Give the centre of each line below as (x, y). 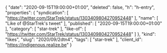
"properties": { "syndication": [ (37, 13)
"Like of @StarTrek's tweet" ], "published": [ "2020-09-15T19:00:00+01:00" (84, 23)
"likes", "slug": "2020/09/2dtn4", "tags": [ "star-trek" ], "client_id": (74, 39)
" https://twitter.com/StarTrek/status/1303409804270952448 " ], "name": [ (82, 18)
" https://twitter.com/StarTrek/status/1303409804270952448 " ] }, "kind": (80, 34)
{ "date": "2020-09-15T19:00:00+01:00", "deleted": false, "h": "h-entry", (80, 7)
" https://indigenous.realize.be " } (38, 45)
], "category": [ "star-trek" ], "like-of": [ (46, 29)
